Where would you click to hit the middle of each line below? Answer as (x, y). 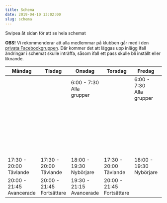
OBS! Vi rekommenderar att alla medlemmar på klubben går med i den (77, 43)
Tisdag (53, 71)
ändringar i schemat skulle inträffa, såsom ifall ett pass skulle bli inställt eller (83, 53)
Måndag (22, 71)
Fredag (146, 71)
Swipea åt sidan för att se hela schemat (45, 33)
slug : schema (19, 19)
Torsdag (117, 71)
